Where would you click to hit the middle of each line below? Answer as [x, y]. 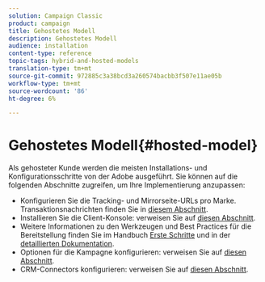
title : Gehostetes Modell [52, 31]
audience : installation [48, 46]
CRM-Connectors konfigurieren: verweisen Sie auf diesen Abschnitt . [134, 269]
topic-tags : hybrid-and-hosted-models [74, 61]
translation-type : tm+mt [50, 69]
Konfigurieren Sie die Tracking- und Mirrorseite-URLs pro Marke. [128, 201]
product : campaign [39, 23]
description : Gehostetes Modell [63, 38]
